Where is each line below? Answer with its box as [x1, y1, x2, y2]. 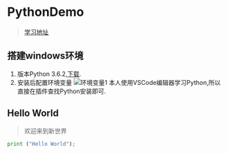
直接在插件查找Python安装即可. [17, 87, 106, 95]
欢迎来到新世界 [23, 126, 67, 135]
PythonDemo [7, 4, 84, 20]
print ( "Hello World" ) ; [7, 140, 76, 147]
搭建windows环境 [7, 50, 84, 62]
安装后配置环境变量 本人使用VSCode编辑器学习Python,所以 [17, 78, 221, 86]
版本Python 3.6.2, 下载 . [17, 70, 82, 78]
